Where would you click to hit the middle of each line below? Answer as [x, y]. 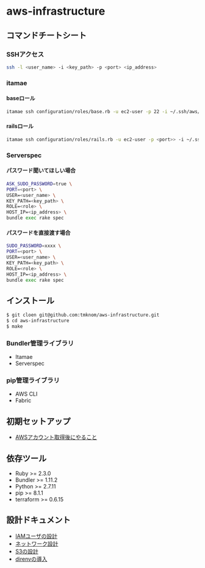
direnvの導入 [31, 559]
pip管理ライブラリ [33, 380]
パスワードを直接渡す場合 [38, 232]
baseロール [21, 98]
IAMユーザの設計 [36, 536]
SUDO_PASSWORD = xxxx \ [34, 246]
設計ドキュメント [38, 520]
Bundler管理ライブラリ [40, 343]
